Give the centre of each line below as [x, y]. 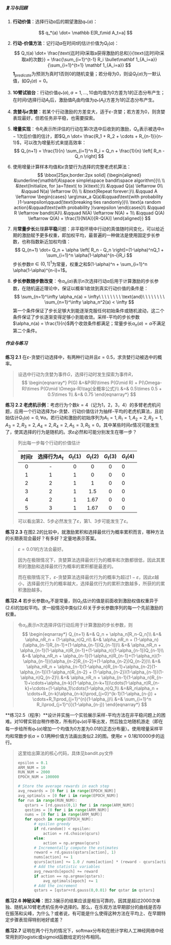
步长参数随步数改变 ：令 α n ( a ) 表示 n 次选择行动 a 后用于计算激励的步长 [83, 282]
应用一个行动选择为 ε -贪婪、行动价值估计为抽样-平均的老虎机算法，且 [87, 411]
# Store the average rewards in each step [63, 786]
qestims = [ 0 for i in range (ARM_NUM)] [67, 810]
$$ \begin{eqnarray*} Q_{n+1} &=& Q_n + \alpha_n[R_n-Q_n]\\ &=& [92, 634]
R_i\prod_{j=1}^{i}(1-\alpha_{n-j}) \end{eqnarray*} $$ [92, 705]
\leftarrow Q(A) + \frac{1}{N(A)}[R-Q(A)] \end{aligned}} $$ [89, 218]
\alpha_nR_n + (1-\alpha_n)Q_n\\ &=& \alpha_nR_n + [79, 640]
